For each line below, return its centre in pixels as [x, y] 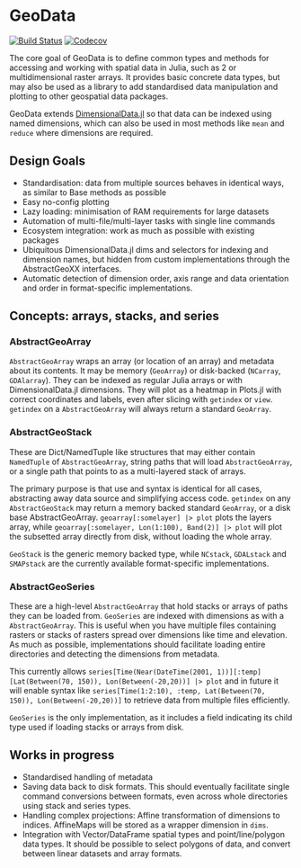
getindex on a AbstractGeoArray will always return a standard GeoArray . [141, 409]
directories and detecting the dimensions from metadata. [115, 654]
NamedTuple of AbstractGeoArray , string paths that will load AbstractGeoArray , [151, 461]
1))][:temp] [239, 672]
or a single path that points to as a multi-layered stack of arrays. [128, 471]
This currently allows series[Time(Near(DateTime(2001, [111, 672]
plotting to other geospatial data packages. [89, 96]
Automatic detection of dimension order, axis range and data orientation [155, 278]
